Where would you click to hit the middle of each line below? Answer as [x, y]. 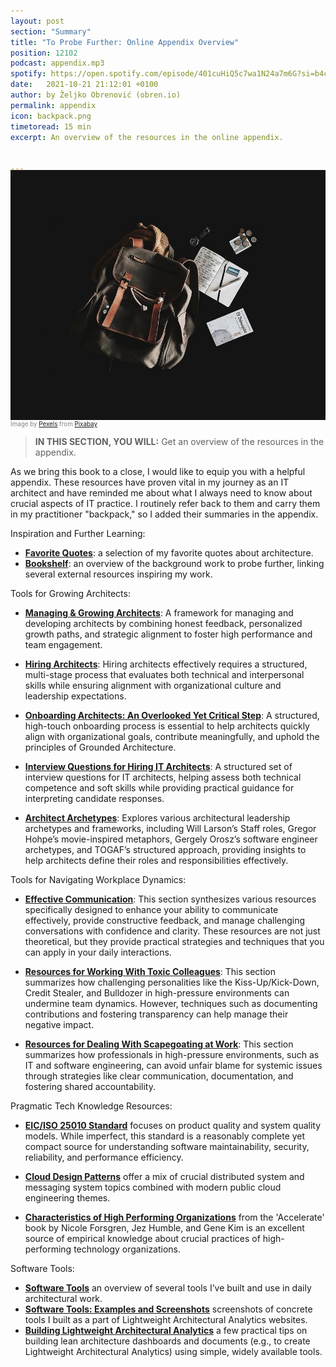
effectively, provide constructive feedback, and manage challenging [165, 920]
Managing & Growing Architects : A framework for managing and [159, 613]
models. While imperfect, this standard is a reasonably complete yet [165, 1136]
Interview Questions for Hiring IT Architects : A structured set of [158, 766]
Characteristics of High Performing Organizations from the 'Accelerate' [174, 1217]
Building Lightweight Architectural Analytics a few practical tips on [166, 1330]
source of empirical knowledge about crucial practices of [142, 1238]
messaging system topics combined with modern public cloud [153, 1187]
